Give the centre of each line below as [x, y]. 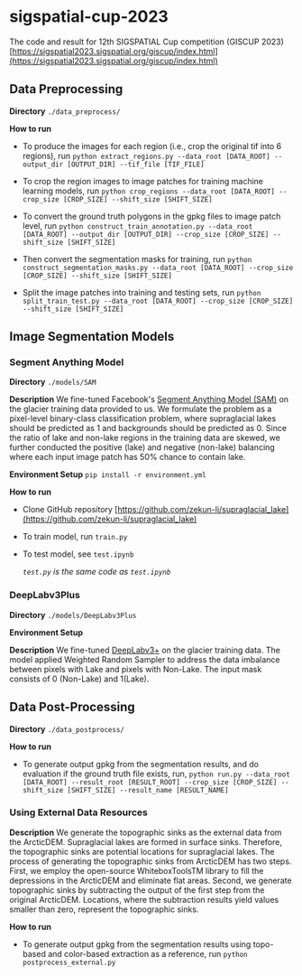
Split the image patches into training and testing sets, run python [142, 292]
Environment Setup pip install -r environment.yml [108, 474]
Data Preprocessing [66, 89]
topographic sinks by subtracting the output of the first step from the [137, 890]
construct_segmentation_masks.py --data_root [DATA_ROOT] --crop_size [158, 267]
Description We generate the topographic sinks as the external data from [146, 832]
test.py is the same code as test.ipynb [96, 572]
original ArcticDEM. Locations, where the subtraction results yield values [144, 899]
